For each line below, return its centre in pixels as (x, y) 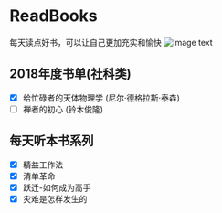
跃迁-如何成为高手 (57, 187)
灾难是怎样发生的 (55, 198)
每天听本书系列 (52, 141)
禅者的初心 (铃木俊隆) (63, 109)
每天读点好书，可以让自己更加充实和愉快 (85, 42)
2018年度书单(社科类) (70, 74)
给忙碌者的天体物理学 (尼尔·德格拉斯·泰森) (101, 98)
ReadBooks (53, 16)
